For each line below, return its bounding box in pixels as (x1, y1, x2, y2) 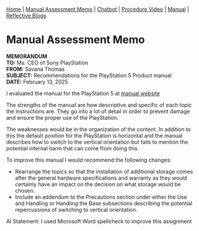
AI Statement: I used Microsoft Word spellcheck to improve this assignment (6, 217, 192, 224)
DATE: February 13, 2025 (6, 78, 68, 85)
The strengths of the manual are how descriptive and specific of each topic (6, 101, 192, 108)
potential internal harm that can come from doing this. (6, 144, 139, 152)
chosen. (14, 187, 35, 194)
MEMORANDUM (6, 53, 48, 60)
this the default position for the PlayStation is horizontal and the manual (6, 132, 183, 139)
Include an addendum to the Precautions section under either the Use (14, 193, 188, 200)
